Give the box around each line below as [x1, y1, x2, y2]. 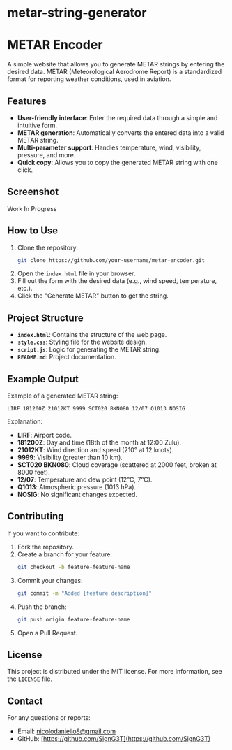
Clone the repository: [17, 243, 79, 252]
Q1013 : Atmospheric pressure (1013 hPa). [17, 483, 137, 491]
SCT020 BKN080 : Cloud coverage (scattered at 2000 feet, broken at [17, 461, 217, 469]
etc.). [17, 284, 33, 293]
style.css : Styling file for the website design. [17, 338, 148, 347]
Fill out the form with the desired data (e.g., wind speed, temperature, [17, 277, 217, 285]
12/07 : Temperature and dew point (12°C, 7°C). [17, 475, 153, 484]
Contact [7, 695, 43, 707]
